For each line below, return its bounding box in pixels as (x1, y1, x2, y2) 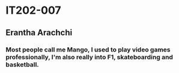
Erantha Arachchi (5, 28, 73, 38)
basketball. (5, 60, 40, 69)
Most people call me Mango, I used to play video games (5, 45, 171, 54)
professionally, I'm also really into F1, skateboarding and (5, 53, 174, 61)
